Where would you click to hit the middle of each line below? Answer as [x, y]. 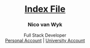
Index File [45, 9]
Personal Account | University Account [45, 41]
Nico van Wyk [45, 25]
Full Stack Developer [45, 35]
